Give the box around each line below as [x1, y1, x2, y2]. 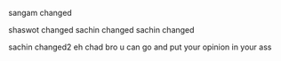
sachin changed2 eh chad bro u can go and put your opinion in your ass [8, 42, 272, 52]
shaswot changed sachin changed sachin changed [8, 25, 195, 34]
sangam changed [8, 8, 72, 18]
